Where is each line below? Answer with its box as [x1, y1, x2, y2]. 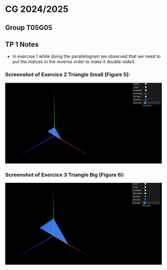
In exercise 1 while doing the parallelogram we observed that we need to [12, 53, 161, 59]
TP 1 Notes [5, 40, 39, 48]
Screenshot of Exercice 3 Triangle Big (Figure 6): [5, 171, 125, 178]
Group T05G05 [5, 23, 53, 32]
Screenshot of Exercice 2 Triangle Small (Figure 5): [5, 71, 131, 78]
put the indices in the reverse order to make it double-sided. [12, 59, 136, 65]
